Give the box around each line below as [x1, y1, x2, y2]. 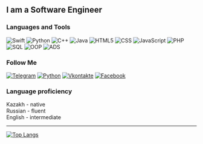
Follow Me [6, 58, 37, 67]
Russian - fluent [6, 107, 46, 114]
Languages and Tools [6, 23, 71, 31]
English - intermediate [6, 114, 62, 121]
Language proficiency [6, 87, 72, 96]
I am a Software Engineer [6, 5, 103, 15]
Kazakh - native [6, 101, 45, 108]
